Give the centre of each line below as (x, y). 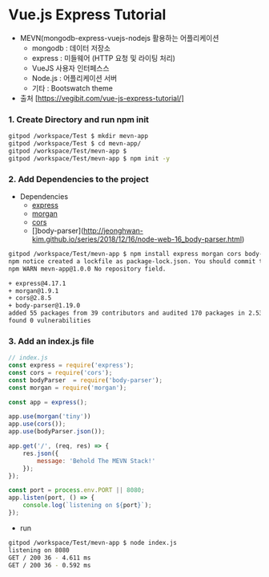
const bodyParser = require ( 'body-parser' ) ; (85, 380)
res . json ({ (41, 453)
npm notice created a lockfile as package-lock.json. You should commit (132, 261)
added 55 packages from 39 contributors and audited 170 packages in (127, 313)
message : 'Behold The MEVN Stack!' (96, 461)
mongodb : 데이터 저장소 (71, 48)
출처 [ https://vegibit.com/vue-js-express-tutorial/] (102, 98)
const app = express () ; (48, 402)
